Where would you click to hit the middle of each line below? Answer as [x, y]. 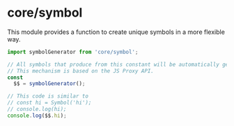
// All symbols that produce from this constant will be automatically [113, 64]
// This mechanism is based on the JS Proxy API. [81, 71]
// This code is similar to [48, 96]
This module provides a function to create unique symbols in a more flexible [116, 32]
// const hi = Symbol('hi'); [49, 103]
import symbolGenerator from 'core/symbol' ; [73, 52]
